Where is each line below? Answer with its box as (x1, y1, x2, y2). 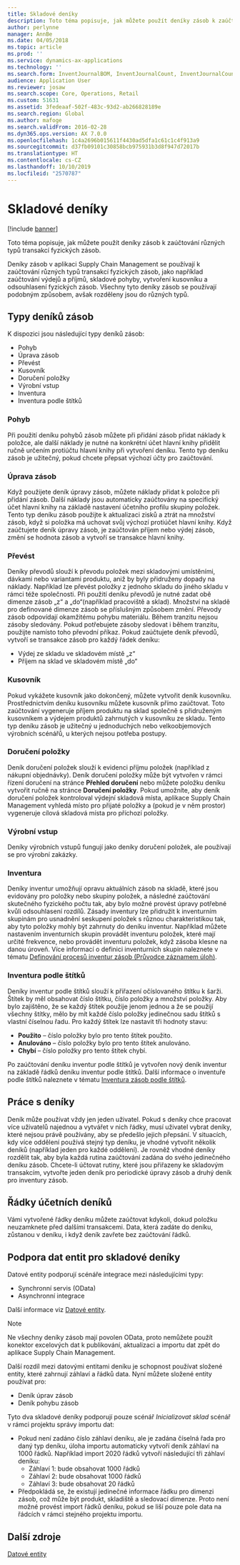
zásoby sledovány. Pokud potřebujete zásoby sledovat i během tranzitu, (7, 620, 219, 629)
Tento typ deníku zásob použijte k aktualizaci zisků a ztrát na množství (7, 510, 216, 519)
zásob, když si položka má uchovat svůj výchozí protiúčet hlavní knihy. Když (7, 517, 232, 526)
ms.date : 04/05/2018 (7, 37, 69, 44)
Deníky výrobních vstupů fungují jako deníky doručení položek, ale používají (7, 843, 231, 851)
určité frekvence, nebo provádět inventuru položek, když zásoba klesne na (7, 938, 227, 946)
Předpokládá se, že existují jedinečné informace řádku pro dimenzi (17, 1487, 214, 1496)
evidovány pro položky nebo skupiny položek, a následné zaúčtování (7, 892, 211, 900)
